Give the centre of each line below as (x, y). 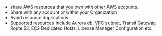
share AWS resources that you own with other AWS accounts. (74, 7)
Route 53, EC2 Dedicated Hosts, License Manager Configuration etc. (81, 28)
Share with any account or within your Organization (63, 12)
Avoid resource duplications (39, 18)
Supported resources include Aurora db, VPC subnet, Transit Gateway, (84, 23)
